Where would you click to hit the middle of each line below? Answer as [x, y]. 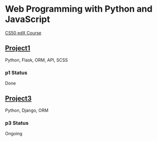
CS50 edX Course [23, 33]
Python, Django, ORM [27, 110]
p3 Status [17, 123]
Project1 [18, 48]
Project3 [18, 99]
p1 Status [16, 73]
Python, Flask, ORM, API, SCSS [36, 60]
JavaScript [28, 19]
